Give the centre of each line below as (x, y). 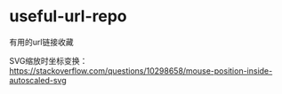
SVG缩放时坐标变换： (48, 60)
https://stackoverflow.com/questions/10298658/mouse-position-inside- (141, 70)
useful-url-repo (68, 16)
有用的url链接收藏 (41, 42)
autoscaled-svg (38, 80)
